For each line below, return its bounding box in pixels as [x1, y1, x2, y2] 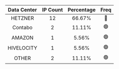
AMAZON [11, 34, 34, 41]
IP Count [42, 6, 63, 13]
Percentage [67, 6, 96, 13]
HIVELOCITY [7, 44, 38, 51]
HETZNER [10, 15, 34, 21]
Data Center [7, 6, 37, 13]
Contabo [12, 24, 33, 31]
